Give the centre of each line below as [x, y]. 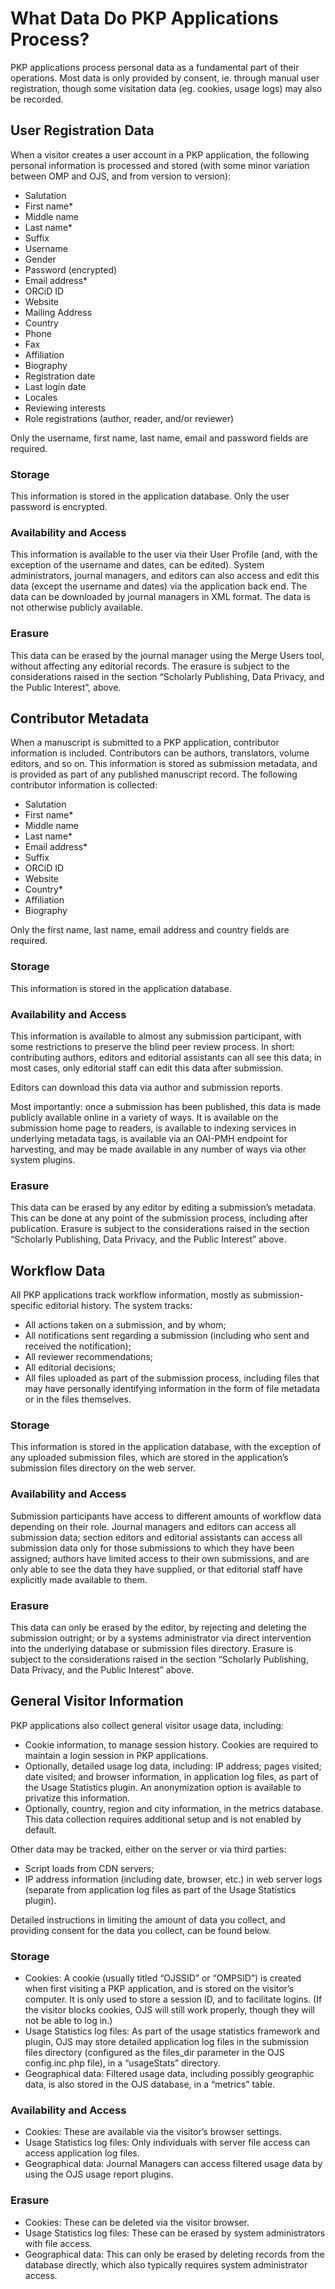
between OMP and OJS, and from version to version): [121, 176]
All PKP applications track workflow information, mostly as [130, 1295]
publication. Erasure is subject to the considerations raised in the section [160, 1229]
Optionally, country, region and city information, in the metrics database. [174, 1808]
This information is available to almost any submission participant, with [156, 1036]
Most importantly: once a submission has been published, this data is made [166, 1107]
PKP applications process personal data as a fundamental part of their [155, 67]
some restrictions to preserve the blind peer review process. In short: [153, 1047]
